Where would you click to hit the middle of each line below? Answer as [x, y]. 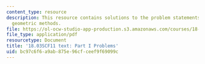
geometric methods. [37, 23]
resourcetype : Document [37, 40]
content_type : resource [37, 12]
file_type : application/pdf [42, 35]
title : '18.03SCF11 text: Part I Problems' [63, 46]
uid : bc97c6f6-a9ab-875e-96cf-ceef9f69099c [63, 52]
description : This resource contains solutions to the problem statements [103, 18]
